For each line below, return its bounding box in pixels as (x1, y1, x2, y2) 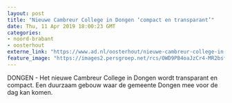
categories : (7, 29, 41, 36)
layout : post (7, 10, 45, 17)
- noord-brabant (7, 36, 54, 43)
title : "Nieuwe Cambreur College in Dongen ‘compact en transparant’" (7, 16, 215, 23)
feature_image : (7, 55, 51, 62)
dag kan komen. (7, 88, 53, 96)
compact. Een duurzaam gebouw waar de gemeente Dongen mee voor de (7, 80, 218, 89)
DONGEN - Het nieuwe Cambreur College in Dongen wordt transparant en (7, 73, 217, 82)
